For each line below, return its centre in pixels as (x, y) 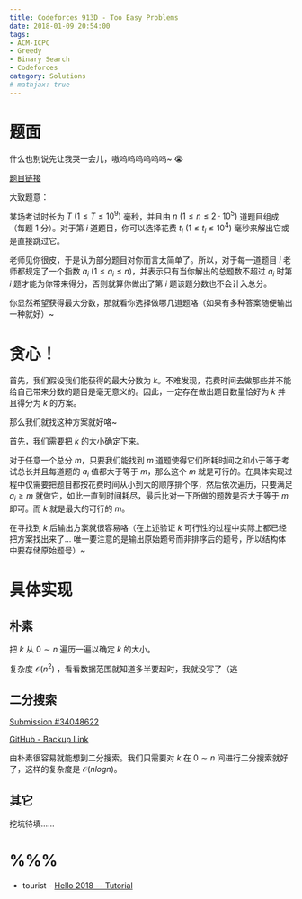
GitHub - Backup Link (49, 740)
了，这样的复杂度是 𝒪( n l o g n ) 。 (66, 769)
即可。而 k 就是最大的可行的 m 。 (70, 508)
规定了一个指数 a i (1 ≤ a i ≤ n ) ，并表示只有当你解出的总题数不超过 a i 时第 (159, 272)
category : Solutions (48, 76)
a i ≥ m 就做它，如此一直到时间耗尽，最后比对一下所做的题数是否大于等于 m (149, 497)
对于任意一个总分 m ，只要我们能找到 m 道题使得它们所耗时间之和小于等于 (146, 461)
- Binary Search (40, 59)
